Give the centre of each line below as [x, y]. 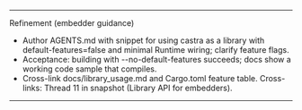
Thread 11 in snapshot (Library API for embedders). [138, 88]
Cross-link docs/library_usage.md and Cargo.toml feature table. [140, 78]
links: [32, 88]
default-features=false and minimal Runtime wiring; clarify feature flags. [155, 50]
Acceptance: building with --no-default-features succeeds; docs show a [157, 59]
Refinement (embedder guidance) [72, 23]
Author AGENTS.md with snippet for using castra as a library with [143, 40]
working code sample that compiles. [89, 69]
